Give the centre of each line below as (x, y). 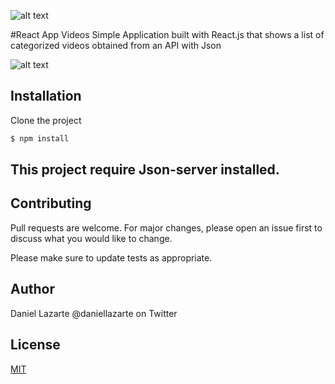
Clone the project (46, 120)
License (35, 345)
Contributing (51, 203)
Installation (46, 96)
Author (32, 289)
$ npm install (40, 138)
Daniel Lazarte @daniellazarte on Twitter (94, 313)
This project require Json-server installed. (145, 170)
